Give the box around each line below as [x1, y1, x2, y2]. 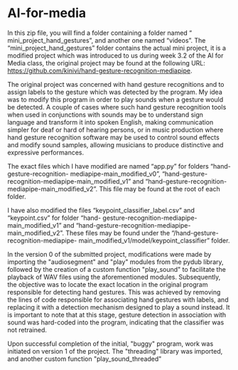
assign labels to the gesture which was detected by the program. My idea [7, 88, 222, 96]
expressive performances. [7, 148, 84, 157]
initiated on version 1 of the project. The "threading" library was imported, [7, 347, 223, 355]
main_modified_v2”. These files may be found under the [7, 228, 171, 237]
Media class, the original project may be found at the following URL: [7, 58, 206, 67]
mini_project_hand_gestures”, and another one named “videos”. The [7, 36, 206, 44]
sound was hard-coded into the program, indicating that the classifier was [7, 318, 225, 327]
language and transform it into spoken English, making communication [7, 117, 214, 126]
